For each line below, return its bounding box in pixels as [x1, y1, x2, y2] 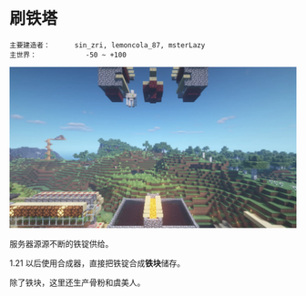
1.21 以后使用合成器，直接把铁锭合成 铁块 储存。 [9, 258, 185, 269]
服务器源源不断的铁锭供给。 [9, 239, 114, 250]
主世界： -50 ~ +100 [9, 50, 127, 59]
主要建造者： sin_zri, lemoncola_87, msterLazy [9, 40, 206, 50]
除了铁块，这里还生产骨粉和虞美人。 [9, 277, 146, 288]
